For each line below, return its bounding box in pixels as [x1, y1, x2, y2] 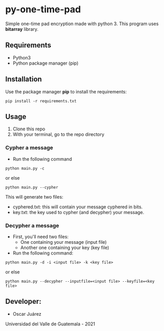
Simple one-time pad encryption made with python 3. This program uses [5, 21, 159, 27]
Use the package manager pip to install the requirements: [5, 88, 127, 94]
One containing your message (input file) [20, 239, 107, 245]
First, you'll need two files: [12, 233, 69, 240]
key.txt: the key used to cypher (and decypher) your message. [12, 209, 145, 215]
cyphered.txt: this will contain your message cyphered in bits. [12, 204, 143, 210]
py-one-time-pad [5, 4, 81, 15]
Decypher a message [5, 222, 59, 229]
